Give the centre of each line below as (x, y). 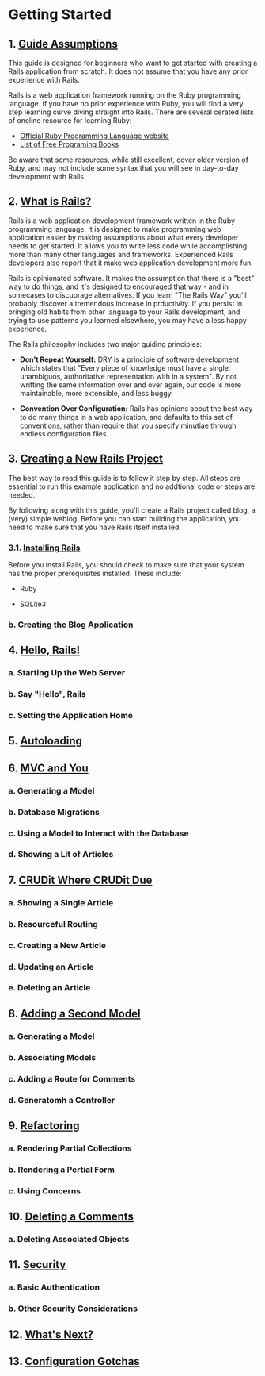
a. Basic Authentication (54, 1287)
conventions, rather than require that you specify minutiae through (128, 425)
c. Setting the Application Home (70, 715)
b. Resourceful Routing (53, 924)
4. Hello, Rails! (44, 650)
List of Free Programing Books (69, 144)
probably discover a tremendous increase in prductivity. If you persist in (125, 303)
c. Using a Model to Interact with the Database (98, 833)
